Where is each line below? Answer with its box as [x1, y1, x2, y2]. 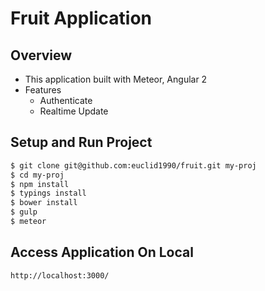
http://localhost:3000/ [10, 270, 110, 281]
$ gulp [10, 207, 38, 217]
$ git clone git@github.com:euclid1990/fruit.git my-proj [10, 160, 257, 171]
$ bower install [10, 198, 78, 208]
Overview [10, 47, 73, 64]
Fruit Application [10, 7, 153, 30]
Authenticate [39, 95, 93, 106]
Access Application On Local [10, 244, 194, 261]
